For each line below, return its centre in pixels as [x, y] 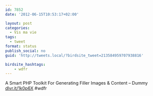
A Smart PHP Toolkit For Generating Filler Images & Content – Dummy [76, 83]
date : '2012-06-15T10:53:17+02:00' [42, 14]
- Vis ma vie [23, 33]
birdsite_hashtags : [25, 64]
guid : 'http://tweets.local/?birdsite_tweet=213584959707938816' [74, 55]
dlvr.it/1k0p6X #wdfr [26, 88]
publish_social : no [25, 51]
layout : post [19, 23]
